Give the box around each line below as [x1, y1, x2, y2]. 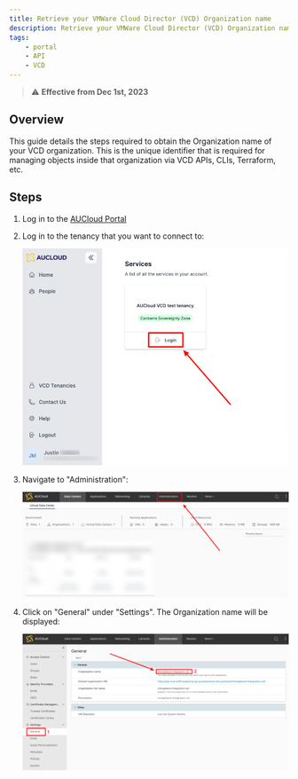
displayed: [21, 617, 60, 627]
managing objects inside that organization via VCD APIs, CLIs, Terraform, [9, 154, 277, 165]
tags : [9, 33, 29, 42]
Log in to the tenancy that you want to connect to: [21, 231, 205, 241]
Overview [9, 112, 65, 128]
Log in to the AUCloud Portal [21, 213, 127, 224]
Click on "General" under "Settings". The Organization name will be [21, 607, 269, 618]
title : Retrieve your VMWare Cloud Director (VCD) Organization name [9, 14, 272, 23]
